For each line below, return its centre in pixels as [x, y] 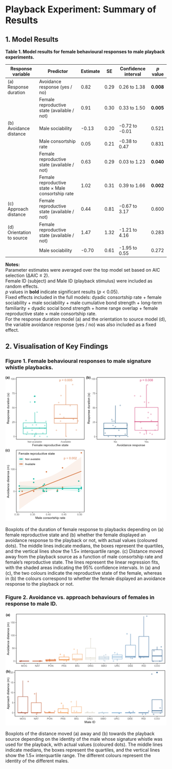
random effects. [22, 287]
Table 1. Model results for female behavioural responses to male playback [85, 52]
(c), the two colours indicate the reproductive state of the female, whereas [84, 573]
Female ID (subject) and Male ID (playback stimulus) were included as [79, 281]
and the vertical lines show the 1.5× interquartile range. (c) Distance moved [84, 551]
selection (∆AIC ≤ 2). [27, 275]
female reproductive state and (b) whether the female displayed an [76, 535]
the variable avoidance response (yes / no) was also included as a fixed [81, 325]
